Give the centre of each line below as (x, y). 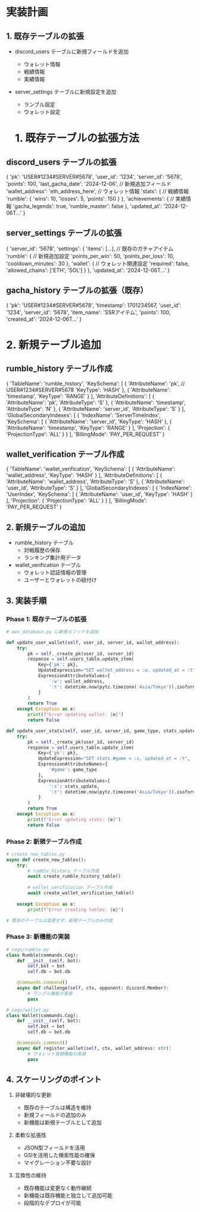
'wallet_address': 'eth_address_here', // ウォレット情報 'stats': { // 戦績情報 (98, 191)
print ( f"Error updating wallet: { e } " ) (76, 715)
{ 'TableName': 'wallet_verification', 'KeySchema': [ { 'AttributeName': (91, 469)
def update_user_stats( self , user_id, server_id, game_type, (84, 731)
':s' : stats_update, (74, 786)
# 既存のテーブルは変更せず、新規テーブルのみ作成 (60, 920)
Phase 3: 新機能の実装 (38, 937)
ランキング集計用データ (52, 557)
